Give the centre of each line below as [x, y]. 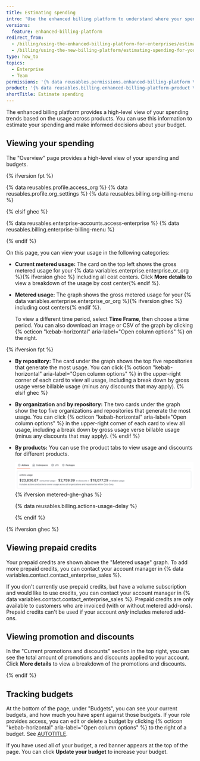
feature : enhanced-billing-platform [57, 32]
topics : [16, 63]
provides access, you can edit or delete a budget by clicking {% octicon [94, 721]
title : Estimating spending [41, 13]
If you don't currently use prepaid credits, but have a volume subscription [96, 586]
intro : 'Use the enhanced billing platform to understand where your [94, 19]
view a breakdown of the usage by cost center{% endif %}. [87, 283]
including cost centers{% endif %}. [58, 307]
